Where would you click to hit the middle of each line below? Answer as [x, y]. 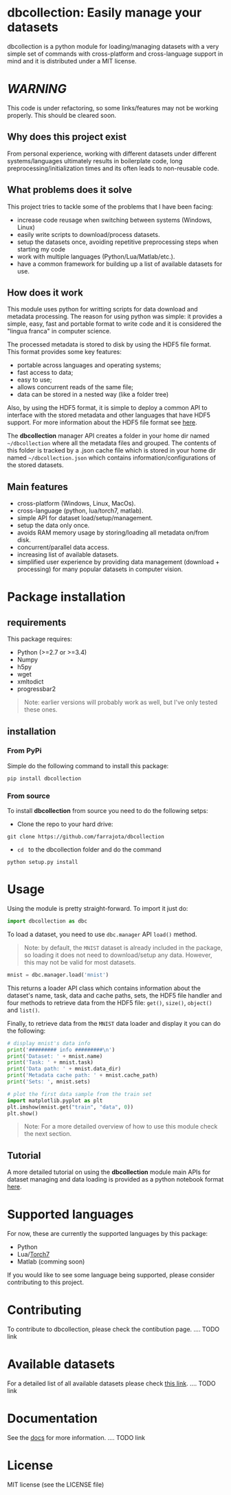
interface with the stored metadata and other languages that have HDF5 [109, 415]
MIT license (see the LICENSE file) [56, 1484]
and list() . [23, 1010]
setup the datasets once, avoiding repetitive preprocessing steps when [118, 242]
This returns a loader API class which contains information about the [104, 988]
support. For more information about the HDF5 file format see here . [102, 422]
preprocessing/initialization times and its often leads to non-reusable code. [113, 168]
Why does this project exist [67, 137]
